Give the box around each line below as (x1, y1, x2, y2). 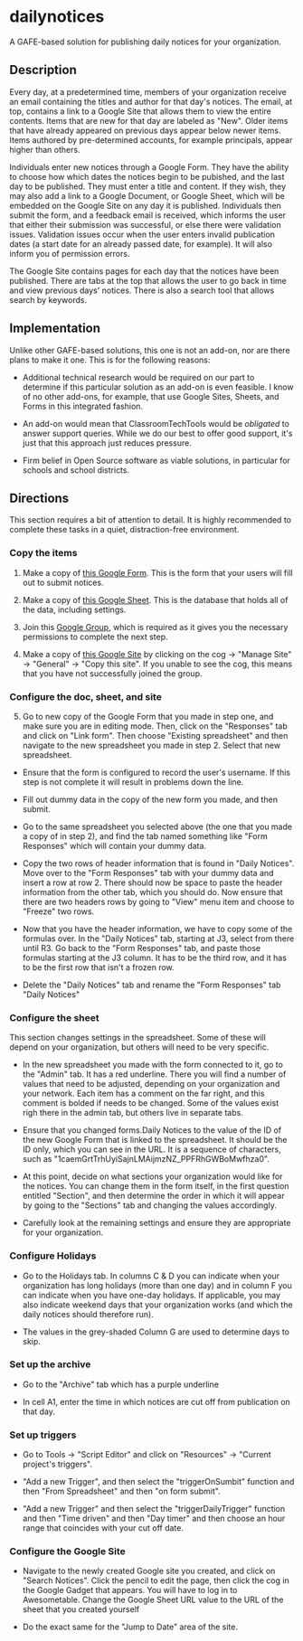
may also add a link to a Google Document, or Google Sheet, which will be (9, 190, 285, 201)
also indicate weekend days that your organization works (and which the (22, 1299, 293, 1310)
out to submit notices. (22, 577, 104, 588)
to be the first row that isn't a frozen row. (22, 961, 175, 973)
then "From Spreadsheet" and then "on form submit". (22, 1485, 221, 1497)
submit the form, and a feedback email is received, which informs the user (9, 210, 287, 221)
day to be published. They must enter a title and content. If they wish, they (9, 181, 287, 192)
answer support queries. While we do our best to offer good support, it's (22, 428, 293, 439)
